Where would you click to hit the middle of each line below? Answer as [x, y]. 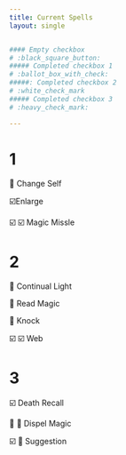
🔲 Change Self [35, 184]
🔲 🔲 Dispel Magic [40, 424]
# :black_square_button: [55, 58]
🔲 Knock [24, 321]
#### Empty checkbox [47, 50]
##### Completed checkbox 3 [61, 99]
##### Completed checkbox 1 [61, 66]
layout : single [37, 26]
